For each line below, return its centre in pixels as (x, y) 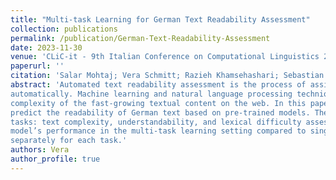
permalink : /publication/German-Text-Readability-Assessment (140, 38)
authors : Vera (40, 150)
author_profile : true (55, 159)
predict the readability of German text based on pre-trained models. (160, 112)
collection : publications (64, 29)
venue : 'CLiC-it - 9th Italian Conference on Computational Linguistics (165, 57)
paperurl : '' (37, 66)
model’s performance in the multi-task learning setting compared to (158, 131)
